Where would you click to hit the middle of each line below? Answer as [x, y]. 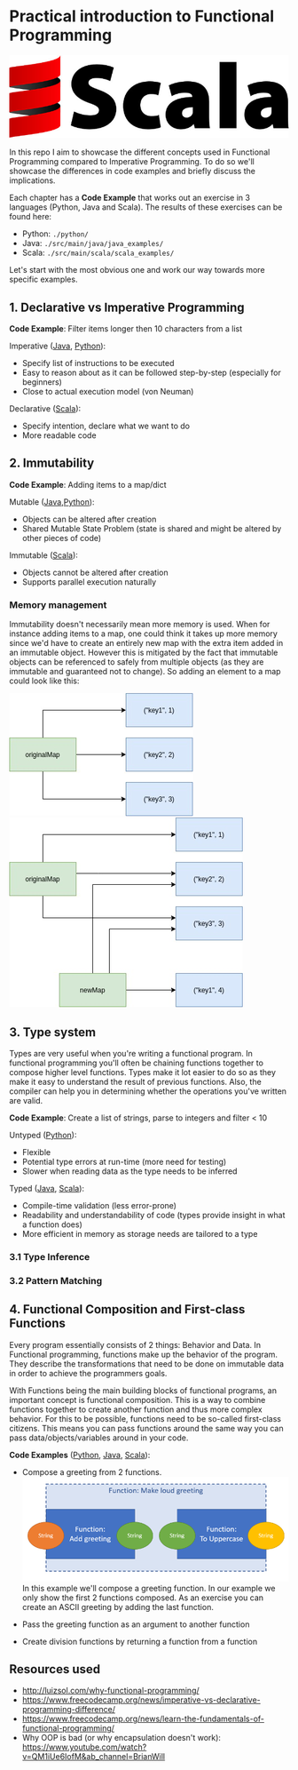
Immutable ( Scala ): [43, 555]
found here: [30, 217]
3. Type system [52, 1032]
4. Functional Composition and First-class [127, 1309]
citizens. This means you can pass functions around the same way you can [146, 1428]
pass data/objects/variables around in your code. [99, 1438]
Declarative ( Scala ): [45, 409]
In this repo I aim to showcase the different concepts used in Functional [140, 152]
